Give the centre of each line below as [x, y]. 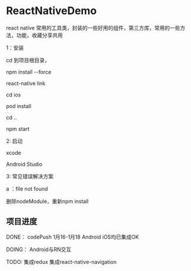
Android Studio [24, 164]
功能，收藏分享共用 [39, 35]
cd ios [14, 95]
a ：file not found [27, 189]
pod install [19, 106]
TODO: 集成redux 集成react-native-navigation [61, 262]
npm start [18, 129]
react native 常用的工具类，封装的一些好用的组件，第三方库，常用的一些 [93, 28]
